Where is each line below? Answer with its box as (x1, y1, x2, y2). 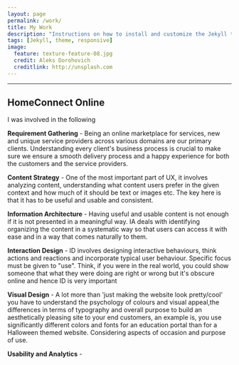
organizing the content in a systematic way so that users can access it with (7, 225, 228, 234)
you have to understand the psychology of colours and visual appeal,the (7, 298, 220, 307)
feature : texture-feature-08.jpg (14, 51, 113, 58)
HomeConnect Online (7, 97, 105, 109)
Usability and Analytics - (7, 350, 83, 359)
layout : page (7, 10, 46, 18)
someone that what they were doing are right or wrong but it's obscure (7, 269, 215, 278)
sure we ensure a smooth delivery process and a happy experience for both (7, 152, 230, 160)
